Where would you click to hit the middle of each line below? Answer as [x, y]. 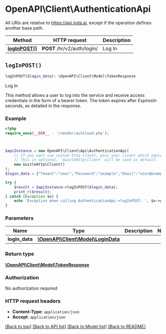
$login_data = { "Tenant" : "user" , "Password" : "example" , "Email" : [72, 174]
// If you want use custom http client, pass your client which [82, 155]
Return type [20, 254]
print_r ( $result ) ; [33, 192]
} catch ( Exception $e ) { [32, 196]
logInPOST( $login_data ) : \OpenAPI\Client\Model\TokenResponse [70, 76]
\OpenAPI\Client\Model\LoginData [79, 239]
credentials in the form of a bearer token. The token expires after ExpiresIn [81, 100]
